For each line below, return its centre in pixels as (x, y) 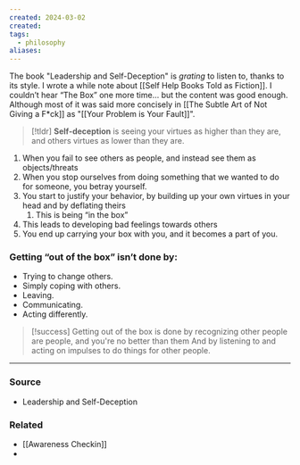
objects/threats (50, 168)
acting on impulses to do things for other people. (121, 351)
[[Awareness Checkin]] (64, 444)
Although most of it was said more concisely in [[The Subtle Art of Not (138, 104)
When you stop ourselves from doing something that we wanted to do (150, 177)
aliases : (25, 51)
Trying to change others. (67, 277)
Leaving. (38, 295)
